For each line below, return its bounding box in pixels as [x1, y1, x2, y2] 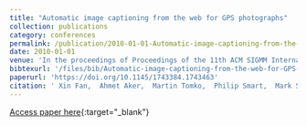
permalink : [9, 38, 51, 48]
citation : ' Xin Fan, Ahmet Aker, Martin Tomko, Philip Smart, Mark [9, 81, 292, 90]
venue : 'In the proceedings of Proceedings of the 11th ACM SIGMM [9, 56, 268, 65]
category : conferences [9, 30, 96, 39]
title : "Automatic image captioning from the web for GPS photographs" [9, 13, 288, 23]
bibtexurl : [9, 65, 51, 74]
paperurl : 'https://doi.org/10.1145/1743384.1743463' [9, 73, 219, 82]
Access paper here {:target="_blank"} [9, 106, 150, 117]
